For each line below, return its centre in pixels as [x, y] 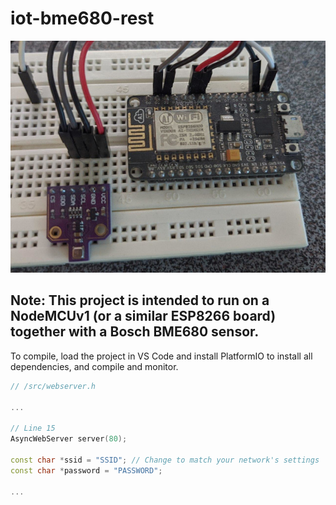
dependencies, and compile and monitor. [94, 366]
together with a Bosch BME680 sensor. [135, 332]
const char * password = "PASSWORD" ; [86, 470]
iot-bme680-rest [82, 18]
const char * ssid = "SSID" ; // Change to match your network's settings [165, 460]
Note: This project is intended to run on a [140, 300]
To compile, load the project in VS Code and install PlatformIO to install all [161, 356]
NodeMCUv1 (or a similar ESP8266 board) [143, 316]
